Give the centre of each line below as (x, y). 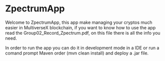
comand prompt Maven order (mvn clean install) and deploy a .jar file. (77, 53)
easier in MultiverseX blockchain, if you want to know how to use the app (80, 27)
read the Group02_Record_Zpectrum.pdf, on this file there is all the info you (83, 33)
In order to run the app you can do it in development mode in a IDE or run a (82, 48)
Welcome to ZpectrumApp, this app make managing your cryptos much (79, 22)
